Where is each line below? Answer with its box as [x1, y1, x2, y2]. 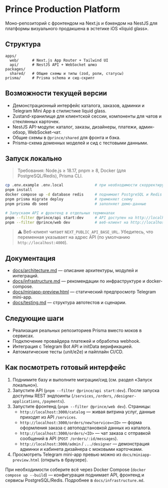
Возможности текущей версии [5, 89, 107, 97]
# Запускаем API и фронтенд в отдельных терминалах [5, 210, 115, 216]
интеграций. [12, 273, 39, 279]
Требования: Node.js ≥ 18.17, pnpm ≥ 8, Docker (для [17, 167, 126, 174]
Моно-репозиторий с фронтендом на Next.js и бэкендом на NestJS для [5, 20, 157, 26]
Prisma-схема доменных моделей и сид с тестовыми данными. [12, 140, 148, 146]
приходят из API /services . [19, 414, 77, 420]
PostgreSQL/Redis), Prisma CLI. [17, 173, 83, 179]
